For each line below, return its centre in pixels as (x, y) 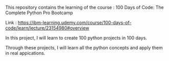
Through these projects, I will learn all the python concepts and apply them (84, 48)
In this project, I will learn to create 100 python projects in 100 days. (76, 38)
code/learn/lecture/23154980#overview (47, 28)
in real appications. (25, 53)
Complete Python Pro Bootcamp (39, 13)
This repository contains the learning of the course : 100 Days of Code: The (85, 7)
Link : (11, 23)
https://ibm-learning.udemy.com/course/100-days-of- (75, 23)
